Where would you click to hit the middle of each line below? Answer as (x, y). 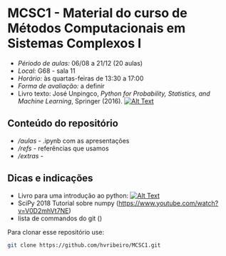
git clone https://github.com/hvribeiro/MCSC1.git (84, 245)
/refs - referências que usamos (63, 148)
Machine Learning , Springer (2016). (70, 101)
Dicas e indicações (50, 179)
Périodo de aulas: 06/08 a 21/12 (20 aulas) (80, 63)
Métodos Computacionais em (97, 28)
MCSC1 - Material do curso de (97, 13)
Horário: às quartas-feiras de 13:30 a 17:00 (81, 78)
